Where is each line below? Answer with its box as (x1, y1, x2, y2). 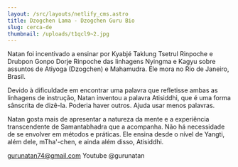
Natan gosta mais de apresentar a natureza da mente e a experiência (7, 115, 210, 124)
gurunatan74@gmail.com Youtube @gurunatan (7, 151, 145, 160)
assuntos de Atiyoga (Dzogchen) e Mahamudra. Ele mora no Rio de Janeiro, (7, 65, 229, 73)
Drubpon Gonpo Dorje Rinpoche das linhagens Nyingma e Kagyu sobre (7, 58, 216, 66)
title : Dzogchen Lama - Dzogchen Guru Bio (7, 17, 135, 24)
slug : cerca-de (7, 23, 53, 31)
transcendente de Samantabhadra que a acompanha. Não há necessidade (7, 122, 225, 131)
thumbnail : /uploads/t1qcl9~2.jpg (7, 30, 110, 38)
